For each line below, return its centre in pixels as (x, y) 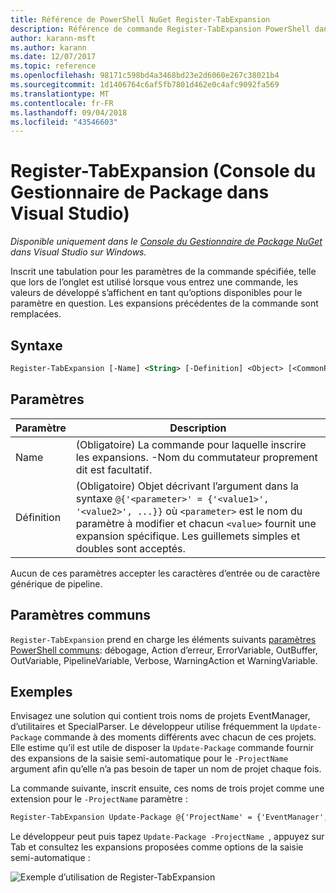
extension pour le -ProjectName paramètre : (99, 799)
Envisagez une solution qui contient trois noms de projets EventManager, (160, 716)
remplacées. (36, 314)
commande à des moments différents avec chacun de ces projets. (180, 737)
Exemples (41, 691)
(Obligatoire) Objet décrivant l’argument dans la (187, 486)
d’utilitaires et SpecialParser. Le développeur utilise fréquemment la (149, 727)
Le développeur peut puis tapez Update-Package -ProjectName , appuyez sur (167, 837)
